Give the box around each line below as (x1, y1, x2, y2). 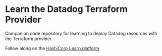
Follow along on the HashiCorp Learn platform (5, 45, 100, 51)
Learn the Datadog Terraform (5, 3, 128, 15)
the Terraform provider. (5, 36, 53, 42)
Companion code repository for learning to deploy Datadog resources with (5, 30, 158, 36)
